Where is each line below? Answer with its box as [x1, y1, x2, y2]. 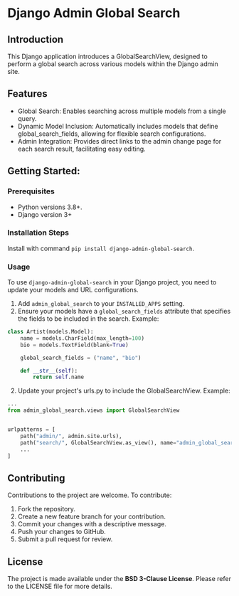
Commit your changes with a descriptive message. [17, 520, 167, 528]
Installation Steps [7, 228, 70, 238]
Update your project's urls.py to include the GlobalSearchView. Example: [17, 386, 230, 395]
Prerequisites [7, 186, 55, 196]
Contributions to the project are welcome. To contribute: [7, 491, 172, 499]
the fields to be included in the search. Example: [17, 314, 159, 323]
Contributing [7, 472, 65, 484]
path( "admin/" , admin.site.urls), [20, 432, 122, 440]
